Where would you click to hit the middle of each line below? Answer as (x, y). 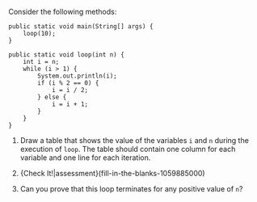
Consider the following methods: (63, 12)
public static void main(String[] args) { (81, 27)
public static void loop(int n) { (67, 55)
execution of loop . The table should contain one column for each (128, 149)
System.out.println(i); (77, 76)
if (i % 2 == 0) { (68, 83)
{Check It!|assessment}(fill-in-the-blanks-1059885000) (112, 173)
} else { (52, 97)
